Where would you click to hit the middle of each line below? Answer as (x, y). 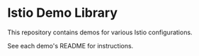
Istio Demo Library (63, 13)
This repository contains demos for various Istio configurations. (100, 32)
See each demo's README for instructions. (70, 45)
